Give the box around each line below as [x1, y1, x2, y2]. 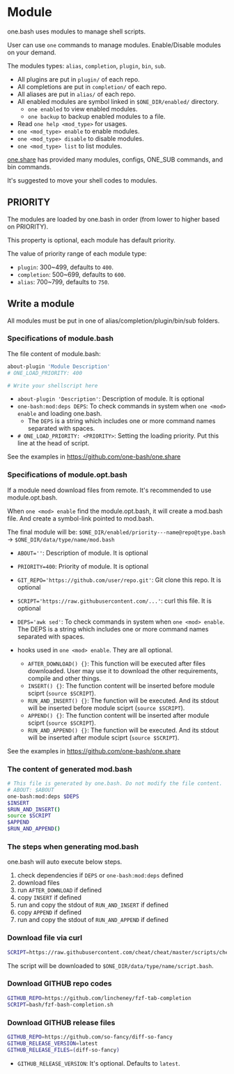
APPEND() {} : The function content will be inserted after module [27, 711, 210, 719]
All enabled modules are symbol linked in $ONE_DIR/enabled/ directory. [17, 97, 219, 105]
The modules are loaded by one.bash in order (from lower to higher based [7, 215, 220, 223]
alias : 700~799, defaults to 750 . [17, 277, 110, 286]
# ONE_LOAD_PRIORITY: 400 [7, 369, 82, 376]
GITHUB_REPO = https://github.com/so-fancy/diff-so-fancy [7, 1033, 173, 1041]
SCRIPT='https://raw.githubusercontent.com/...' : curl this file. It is [17, 597, 212, 605]
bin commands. [7, 162, 52, 171]
